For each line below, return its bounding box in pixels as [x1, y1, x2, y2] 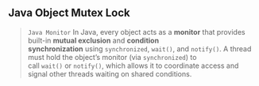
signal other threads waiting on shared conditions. [27, 69, 192, 78]
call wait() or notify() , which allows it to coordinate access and [27, 61, 239, 70]
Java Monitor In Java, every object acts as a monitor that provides [27, 27, 245, 36]
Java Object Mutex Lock [8, 6, 130, 20]
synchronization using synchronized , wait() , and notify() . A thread [27, 43, 252, 54]
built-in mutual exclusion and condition [27, 36, 160, 45]
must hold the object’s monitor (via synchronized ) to [27, 52, 197, 62]
